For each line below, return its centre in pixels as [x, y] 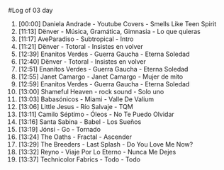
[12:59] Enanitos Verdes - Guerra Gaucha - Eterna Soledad [104, 84]
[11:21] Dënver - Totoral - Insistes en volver [81, 46]
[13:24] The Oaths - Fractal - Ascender [75, 137]
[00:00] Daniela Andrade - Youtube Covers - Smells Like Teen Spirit [117, 24]
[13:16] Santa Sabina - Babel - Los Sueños [80, 122]
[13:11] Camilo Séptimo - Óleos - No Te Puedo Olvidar [96, 114]
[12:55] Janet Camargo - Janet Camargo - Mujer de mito [101, 76]
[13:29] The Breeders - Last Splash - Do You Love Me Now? [106, 144]
